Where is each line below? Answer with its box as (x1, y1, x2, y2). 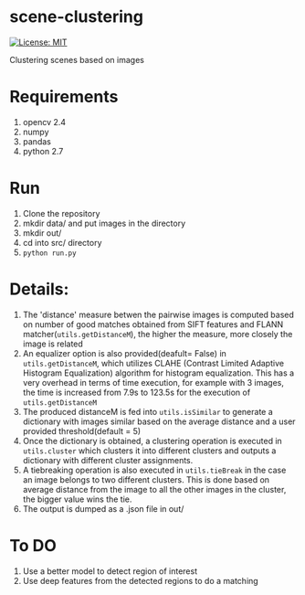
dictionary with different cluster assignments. (22, 454, 194, 465)
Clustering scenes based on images (9, 54, 144, 65)
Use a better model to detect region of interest (22, 565, 198, 577)
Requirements (9, 87, 119, 107)
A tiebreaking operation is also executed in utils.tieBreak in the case (22, 464, 287, 475)
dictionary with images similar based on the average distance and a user (22, 416, 296, 427)
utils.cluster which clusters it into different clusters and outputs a (22, 445, 277, 456)
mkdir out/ (22, 227, 62, 239)
